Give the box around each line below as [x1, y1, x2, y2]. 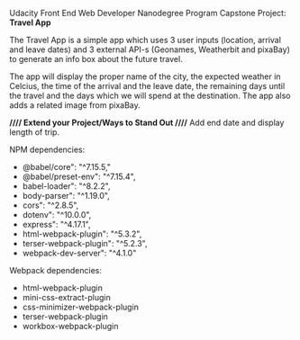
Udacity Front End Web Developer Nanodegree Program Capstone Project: [9, 8, 286, 18]
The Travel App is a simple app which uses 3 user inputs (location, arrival [9, 35, 282, 45]
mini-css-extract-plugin [22, 292, 111, 302]
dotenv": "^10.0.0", [22, 210, 92, 219]
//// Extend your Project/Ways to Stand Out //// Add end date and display [9, 117, 285, 128]
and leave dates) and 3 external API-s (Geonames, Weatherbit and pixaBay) [9, 44, 290, 55]
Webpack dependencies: [9, 265, 102, 275]
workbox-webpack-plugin [22, 321, 119, 331]
